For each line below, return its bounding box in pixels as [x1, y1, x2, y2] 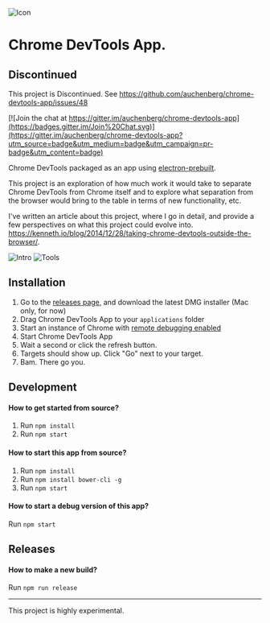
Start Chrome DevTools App [19, 331, 113, 341]
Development [8, 381, 78, 394]
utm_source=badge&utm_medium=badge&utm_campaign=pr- [8, 139, 214, 148]
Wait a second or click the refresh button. [19, 340, 157, 349]
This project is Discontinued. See [8, 89, 118, 98]
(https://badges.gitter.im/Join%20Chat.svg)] [8, 122, 155, 131]
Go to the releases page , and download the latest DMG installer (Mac [19, 297, 249, 307]
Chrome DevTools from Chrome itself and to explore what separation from [8, 188, 254, 196]
